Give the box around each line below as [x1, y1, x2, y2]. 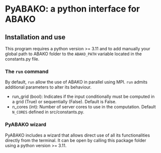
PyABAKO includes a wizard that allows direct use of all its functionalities [5, 132, 150, 138]
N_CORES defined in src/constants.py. [12, 109, 85, 115]
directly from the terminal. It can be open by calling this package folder [5, 137, 146, 143]
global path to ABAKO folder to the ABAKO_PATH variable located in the [5, 51, 142, 57]
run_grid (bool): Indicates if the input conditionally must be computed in [12, 93, 155, 100]
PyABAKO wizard [5, 121, 46, 128]
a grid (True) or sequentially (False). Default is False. [12, 99, 117, 105]
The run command [5, 68, 49, 75]
